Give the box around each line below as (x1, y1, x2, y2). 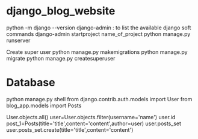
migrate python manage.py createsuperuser (6, 55, 116, 62)
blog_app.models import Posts (6, 102, 82, 109)
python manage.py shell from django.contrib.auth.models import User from (6, 95, 193, 102)
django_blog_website (6, 4, 116, 18)
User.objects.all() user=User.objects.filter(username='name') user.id (6, 113, 176, 120)
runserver (6, 37, 31, 44)
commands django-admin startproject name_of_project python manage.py (6, 30, 191, 37)
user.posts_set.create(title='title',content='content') (6, 126, 134, 133)
